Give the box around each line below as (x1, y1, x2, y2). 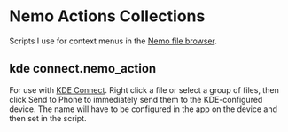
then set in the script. (9, 113, 87, 123)
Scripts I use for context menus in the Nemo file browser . (9, 35, 217, 46)
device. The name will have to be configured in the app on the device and (9, 104, 277, 114)
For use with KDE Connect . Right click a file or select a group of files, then (9, 84, 279, 95)
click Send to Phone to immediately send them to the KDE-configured (9, 94, 263, 105)
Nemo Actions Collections (9, 6, 206, 27)
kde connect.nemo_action (9, 61, 157, 76)
